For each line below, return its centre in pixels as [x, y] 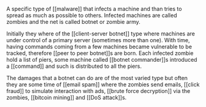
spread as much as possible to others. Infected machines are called [92, 15]
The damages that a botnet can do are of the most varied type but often [97, 78]
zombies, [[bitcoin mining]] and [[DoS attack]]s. [67, 98]
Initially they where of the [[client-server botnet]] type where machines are [101, 34]
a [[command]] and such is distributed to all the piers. [74, 66]
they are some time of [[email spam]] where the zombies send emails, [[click [103, 84]
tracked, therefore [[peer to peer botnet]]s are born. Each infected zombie [100, 53]
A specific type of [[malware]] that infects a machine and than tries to [94, 9]
